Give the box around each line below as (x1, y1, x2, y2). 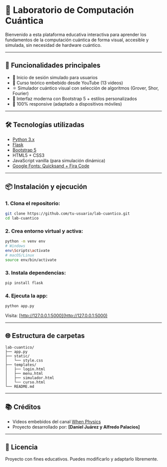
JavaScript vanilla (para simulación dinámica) (12, 157, 106, 163)
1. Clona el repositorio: (5, 200, 61, 207)
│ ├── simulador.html (5, 375, 55, 380)
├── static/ (5, 353, 30, 358)
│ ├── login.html (5, 366, 46, 371)
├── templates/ (5, 362, 37, 367)
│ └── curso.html (5, 379, 46, 385)
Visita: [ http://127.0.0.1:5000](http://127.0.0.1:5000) (5, 313, 108, 319)
